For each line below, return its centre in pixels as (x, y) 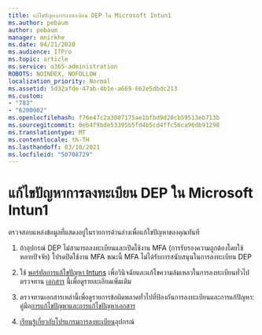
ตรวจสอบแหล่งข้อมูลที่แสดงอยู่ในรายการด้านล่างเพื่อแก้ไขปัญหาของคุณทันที (104, 232)
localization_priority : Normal (59, 81)
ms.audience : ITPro (40, 52)
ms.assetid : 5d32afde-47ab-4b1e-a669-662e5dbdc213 (93, 88)
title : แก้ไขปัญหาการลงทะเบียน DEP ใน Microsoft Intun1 (90, 15)
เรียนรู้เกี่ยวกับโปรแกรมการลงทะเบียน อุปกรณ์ (77, 322)
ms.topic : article (38, 60)
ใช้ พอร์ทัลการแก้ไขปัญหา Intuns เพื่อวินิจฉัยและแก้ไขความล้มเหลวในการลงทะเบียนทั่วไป (135, 273)
